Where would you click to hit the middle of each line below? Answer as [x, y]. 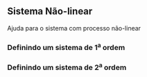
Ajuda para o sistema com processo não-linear [74, 28]
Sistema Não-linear [50, 11]
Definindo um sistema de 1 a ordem [66, 47]
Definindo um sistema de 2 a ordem [67, 67]
